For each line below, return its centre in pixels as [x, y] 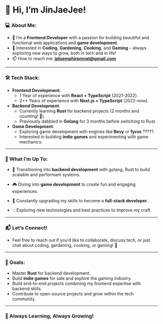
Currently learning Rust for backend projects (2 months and [79, 111]
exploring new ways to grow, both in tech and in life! [64, 53]
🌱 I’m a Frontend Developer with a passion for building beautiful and [81, 38]
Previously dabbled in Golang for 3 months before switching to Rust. [88, 121]
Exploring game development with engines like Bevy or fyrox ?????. [87, 131]
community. [24, 299]
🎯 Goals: [15, 262]
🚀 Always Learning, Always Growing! [49, 316]
